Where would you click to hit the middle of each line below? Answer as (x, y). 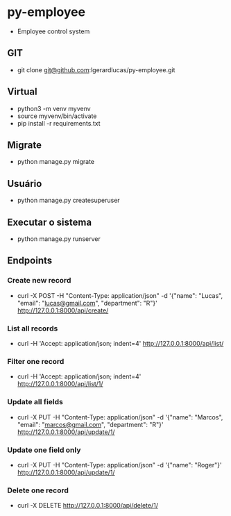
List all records (33, 328)
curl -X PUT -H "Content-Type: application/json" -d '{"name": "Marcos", (120, 417)
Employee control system (53, 31)
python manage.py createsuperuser (68, 200)
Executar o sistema (50, 222)
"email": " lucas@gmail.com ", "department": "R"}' (87, 303)
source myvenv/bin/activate (57, 116)
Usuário (25, 184)
